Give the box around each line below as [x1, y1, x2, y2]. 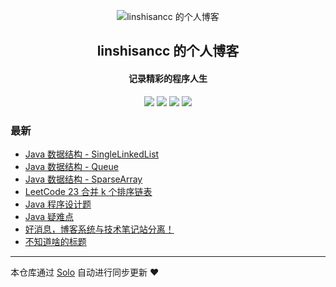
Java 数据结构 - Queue [24, 160, 119, 172]
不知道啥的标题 [24, 235, 87, 247]
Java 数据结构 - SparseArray [24, 173, 143, 185]
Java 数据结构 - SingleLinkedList [24, 148, 160, 160]
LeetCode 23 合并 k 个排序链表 [24, 185, 153, 197]
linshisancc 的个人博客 [96, 43, 240, 60]
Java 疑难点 [24, 210, 75, 222]
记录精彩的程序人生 [128, 72, 208, 84]
